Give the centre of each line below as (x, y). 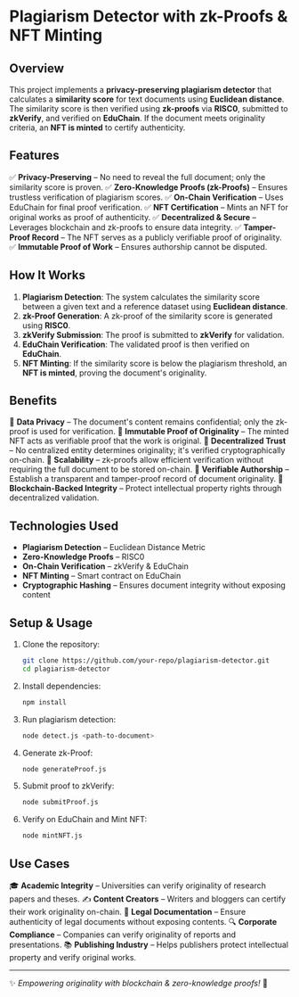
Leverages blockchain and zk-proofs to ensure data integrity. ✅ (125, 227)
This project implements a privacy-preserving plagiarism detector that (141, 90)
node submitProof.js (60, 803)
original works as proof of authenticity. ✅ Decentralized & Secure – (133, 217)
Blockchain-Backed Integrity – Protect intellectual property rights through (145, 489)
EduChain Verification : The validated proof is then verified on (136, 344)
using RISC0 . (46, 325)
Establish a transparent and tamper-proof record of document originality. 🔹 (146, 479)
